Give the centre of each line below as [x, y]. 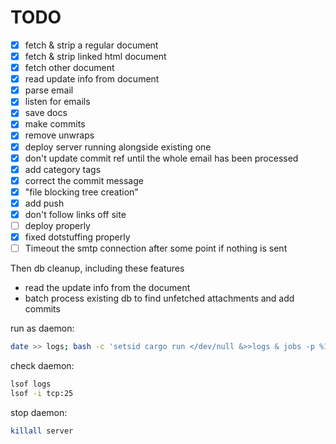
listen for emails [57, 102]
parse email [49, 90]
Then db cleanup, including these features [97, 268]
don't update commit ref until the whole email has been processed [161, 158]
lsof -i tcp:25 [42, 393]
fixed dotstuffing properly [77, 237]
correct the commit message [84, 180]
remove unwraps [59, 135]
